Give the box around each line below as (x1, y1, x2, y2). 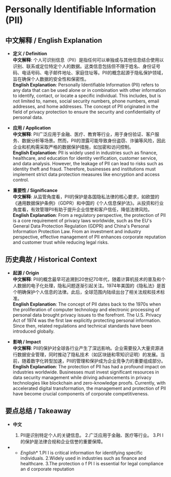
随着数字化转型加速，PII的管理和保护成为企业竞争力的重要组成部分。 (21, 358, 166, 364)
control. (12, 177, 29, 183)
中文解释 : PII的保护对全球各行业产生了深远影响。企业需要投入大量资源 (12, 345, 160, 351)
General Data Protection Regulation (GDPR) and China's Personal (12, 223, 150, 229)
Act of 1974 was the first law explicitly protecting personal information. (12, 317, 161, 323)
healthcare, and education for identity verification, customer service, (12, 155, 157, 161)
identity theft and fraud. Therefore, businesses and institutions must (12, 166, 156, 172)
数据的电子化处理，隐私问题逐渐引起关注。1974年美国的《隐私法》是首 (17, 282, 166, 289)
